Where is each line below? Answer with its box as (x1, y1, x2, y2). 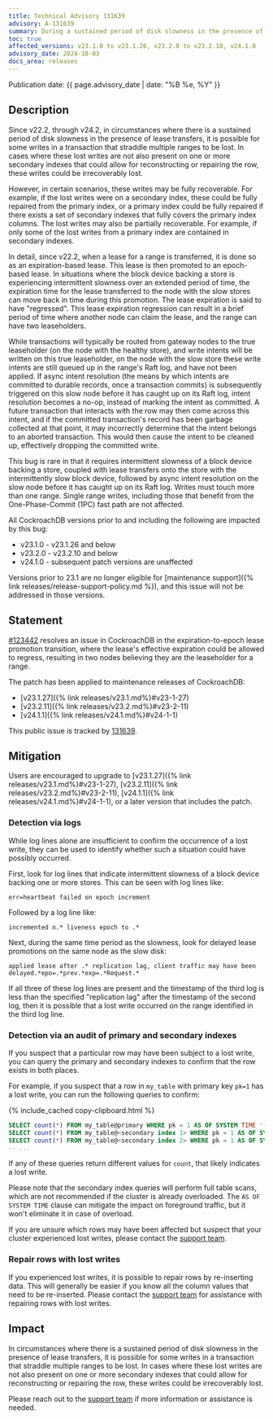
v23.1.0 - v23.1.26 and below (19, 539, 116, 550)
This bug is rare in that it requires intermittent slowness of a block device (8, 456, 253, 466)
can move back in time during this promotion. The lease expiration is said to (8, 295, 262, 304)
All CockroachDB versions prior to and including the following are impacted (8, 515, 260, 525)
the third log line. (8, 1009, 65, 1018)
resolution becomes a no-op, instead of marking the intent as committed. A (8, 396, 260, 407)
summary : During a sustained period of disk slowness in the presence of (8, 27, 264, 35)
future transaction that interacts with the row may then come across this (8, 405, 250, 415)
